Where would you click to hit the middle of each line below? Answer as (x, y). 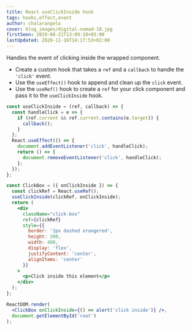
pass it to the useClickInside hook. (59, 95)
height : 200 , (45, 237)
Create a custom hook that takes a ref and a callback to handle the (99, 70)
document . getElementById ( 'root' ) (54, 316)
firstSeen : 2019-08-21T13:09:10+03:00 (55, 35)
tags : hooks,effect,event (39, 18)
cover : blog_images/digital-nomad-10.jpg (60, 29)
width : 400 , (43, 242)
